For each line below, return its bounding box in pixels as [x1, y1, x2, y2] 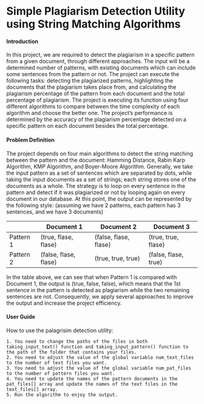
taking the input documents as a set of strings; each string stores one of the [6, 175, 196, 183]
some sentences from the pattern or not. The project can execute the [6, 71, 180, 78]
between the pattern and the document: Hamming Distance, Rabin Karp [6, 156, 185, 164]
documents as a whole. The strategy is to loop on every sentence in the [6, 182, 186, 189]
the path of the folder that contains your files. [6, 349, 137, 355]
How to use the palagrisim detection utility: [6, 327, 114, 334]
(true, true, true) [94, 254, 141, 262]
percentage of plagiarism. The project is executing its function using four [6, 96, 189, 104]
